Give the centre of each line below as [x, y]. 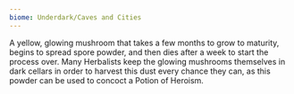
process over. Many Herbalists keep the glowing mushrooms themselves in [147, 61]
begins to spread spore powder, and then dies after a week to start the [139, 52]
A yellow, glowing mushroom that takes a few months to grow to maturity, [144, 43]
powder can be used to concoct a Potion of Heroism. [106, 80]
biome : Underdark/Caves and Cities [76, 17]
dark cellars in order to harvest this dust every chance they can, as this [140, 71]
